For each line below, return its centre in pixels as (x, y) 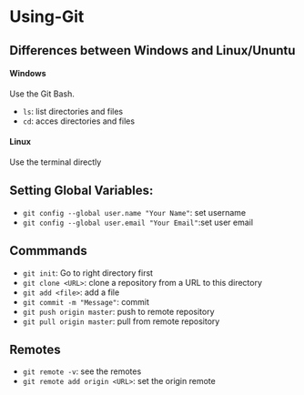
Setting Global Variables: (81, 191)
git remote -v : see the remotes (82, 371)
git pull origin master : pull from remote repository (121, 321)
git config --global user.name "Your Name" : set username (134, 212)
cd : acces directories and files (78, 121)
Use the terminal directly (56, 162)
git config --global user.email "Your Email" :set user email (137, 222)
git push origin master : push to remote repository (119, 311)
